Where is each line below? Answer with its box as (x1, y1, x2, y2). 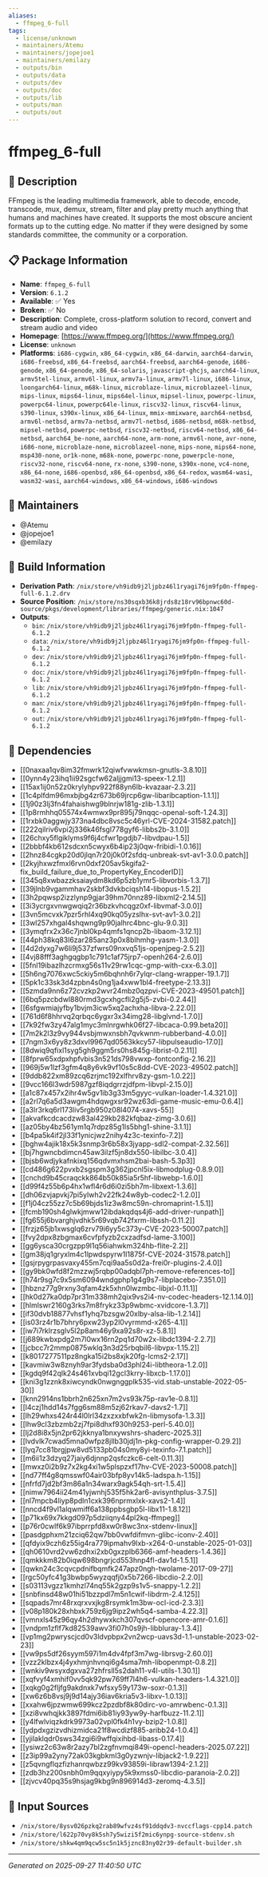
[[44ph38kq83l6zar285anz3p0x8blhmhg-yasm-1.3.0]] (19, 935, 199, 944)
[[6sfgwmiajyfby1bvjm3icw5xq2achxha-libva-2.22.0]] (19, 1003, 197, 1012)
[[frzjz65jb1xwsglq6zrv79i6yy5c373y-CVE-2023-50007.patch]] (19, 1224, 229, 1234)
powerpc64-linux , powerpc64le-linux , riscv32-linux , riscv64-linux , (19, 399, 242, 409)
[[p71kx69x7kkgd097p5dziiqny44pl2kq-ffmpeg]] (19, 1513, 181, 1523)
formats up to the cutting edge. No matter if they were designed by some (8, 222, 249, 230)
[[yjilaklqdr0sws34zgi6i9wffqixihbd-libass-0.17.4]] (19, 1734, 185, 1743)
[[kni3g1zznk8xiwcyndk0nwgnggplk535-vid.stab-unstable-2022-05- (19, 1377, 247, 1387)
